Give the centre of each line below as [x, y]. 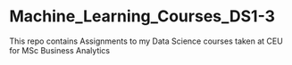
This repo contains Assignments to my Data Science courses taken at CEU [146, 41]
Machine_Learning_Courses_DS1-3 [142, 16]
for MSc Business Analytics [59, 50]
